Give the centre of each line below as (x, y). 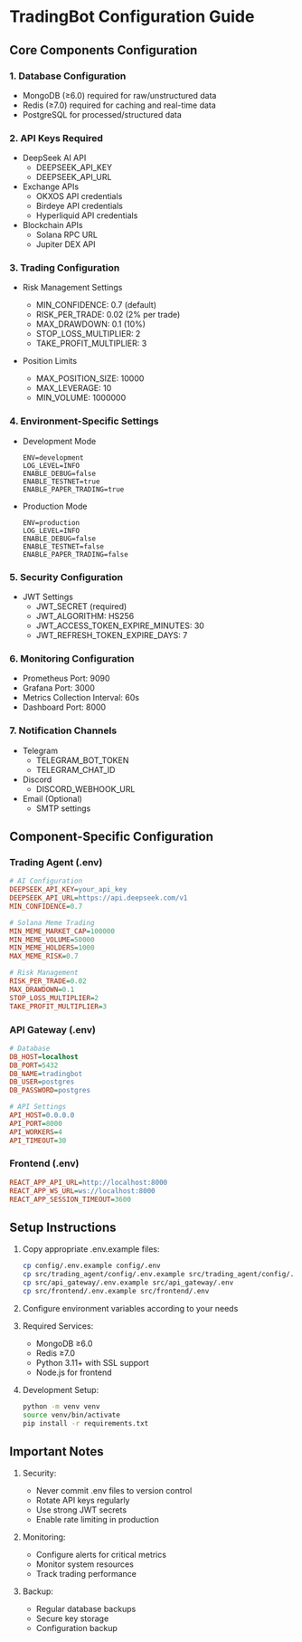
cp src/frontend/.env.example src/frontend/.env (116, 1291)
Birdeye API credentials (80, 206)
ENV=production (51, 522)
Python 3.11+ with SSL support (92, 1362)
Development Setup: (61, 1389)
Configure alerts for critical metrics (101, 1555)
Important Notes (57, 1451)
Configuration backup (76, 1628)
